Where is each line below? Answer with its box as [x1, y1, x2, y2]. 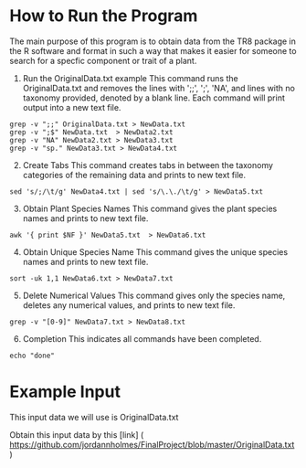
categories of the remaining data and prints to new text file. [22, 169, 247, 180]
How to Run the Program [9, 5, 198, 27]
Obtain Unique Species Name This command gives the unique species [22, 246, 289, 257]
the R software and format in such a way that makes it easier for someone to [9, 45, 297, 56]
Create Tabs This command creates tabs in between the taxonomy [22, 159, 274, 170]
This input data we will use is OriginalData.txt [9, 411, 179, 422]
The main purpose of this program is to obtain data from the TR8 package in [9, 36, 297, 47]
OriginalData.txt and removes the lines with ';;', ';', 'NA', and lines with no [22, 82, 295, 93]
